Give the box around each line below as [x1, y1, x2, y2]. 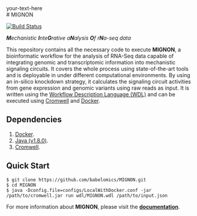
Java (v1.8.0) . [14, 137, 49, 144]
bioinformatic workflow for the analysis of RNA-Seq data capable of [6, 52, 174, 60]
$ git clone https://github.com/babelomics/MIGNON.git [6, 176, 147, 183]
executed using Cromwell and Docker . [6, 97, 100, 104]
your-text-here [6, 5, 43, 11]
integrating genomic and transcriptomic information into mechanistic [6, 59, 176, 66]
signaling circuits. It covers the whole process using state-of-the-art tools [6, 65, 189, 72]
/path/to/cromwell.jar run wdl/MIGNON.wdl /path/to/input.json [6, 193, 168, 199]
